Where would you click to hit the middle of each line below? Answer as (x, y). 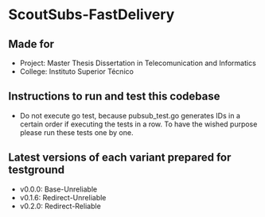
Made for (31, 44)
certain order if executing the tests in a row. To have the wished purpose (138, 124)
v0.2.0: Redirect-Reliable (60, 206)
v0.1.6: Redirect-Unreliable (63, 197)
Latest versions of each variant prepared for (120, 158)
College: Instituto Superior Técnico (76, 72)
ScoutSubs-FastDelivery (92, 15)
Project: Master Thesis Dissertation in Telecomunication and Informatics (138, 63)
